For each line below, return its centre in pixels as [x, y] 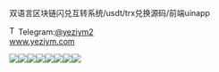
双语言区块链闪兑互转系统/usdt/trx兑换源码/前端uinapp [109, 13]
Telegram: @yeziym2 [56, 32]
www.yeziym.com [42, 41]
